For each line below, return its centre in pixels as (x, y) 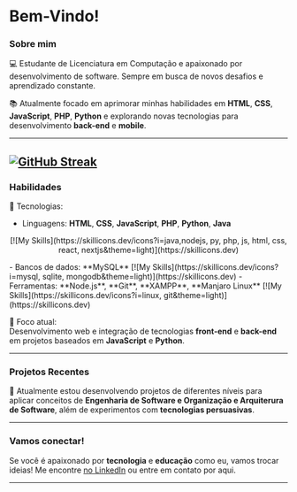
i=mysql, (25, 277)
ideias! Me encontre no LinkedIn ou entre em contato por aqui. (122, 470)
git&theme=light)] (195, 296)
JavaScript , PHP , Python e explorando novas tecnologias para (124, 116)
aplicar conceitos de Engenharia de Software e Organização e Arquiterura (147, 401)
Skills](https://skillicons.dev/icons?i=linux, (85, 296)
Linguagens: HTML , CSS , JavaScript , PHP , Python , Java (126, 224)
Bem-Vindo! (54, 16)
